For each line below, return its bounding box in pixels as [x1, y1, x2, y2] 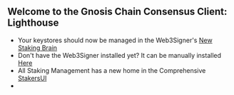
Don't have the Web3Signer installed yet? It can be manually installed [17, 51, 222, 59]
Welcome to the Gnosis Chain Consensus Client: [7, 6, 228, 18]
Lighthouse [7, 17, 59, 29]
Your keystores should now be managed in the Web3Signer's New [17, 36, 213, 44]
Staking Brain [17, 43, 58, 52]
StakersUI [17, 74, 47, 82]
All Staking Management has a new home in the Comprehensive [17, 66, 206, 74]
